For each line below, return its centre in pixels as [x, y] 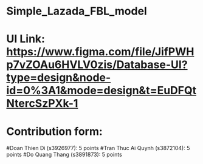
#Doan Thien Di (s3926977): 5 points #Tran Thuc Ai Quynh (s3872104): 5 [98, 148]
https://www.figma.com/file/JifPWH [100, 52]
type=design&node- [59, 78]
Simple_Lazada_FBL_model [77, 11]
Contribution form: [55, 131]
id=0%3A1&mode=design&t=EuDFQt [101, 91]
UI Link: [26, 39]
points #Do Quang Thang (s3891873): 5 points [64, 155]
